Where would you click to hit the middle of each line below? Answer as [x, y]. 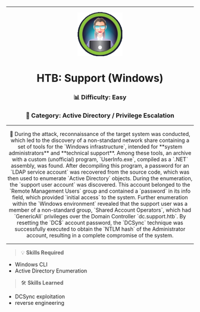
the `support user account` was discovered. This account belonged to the [100, 185]
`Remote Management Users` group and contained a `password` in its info [100, 191]
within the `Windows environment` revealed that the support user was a [100, 204]
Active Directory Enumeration [51, 271]
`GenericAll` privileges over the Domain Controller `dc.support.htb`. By [100, 217]
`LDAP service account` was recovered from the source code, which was [100, 172]
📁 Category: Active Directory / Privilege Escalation [100, 115]
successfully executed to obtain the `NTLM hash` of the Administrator [100, 229]
